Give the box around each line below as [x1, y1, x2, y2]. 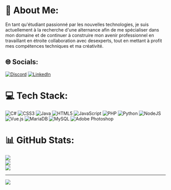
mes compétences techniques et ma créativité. [5, 43, 104, 49]
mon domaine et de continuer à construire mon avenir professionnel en [5, 32, 154, 38]
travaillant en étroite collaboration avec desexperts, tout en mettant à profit [5, 38, 162, 44]
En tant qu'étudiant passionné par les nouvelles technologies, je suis [5, 21, 149, 27]
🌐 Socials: [5, 58, 39, 67]
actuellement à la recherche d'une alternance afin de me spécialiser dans [5, 26, 159, 33]
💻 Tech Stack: [5, 90, 68, 101]
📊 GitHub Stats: [5, 134, 75, 146]
